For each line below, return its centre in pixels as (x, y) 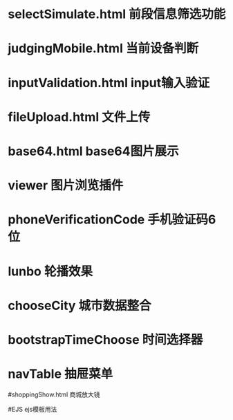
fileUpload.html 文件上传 (79, 117)
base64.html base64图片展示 (93, 151)
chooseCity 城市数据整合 (80, 305)
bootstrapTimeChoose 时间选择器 (105, 339)
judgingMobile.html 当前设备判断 (103, 48)
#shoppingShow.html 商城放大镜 (54, 394)
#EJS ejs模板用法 (32, 409)
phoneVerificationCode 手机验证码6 (112, 220)
